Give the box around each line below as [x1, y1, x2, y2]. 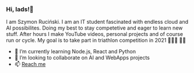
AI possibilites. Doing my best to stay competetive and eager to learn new [6, 24, 183, 31]
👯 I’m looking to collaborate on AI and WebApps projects [14, 54, 150, 61]
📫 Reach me [14, 61, 46, 68]
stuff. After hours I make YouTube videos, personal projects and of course [6, 31, 184, 38]
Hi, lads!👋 [6, 5, 34, 13]
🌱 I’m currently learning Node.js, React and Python [14, 48, 136, 55]
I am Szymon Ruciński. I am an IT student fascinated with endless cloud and [6, 19, 188, 25]
